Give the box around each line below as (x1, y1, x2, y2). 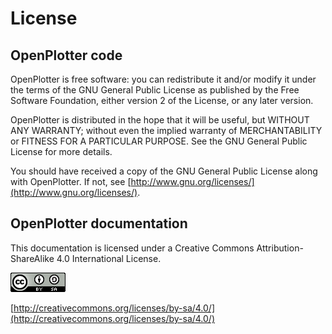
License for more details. (10, 146, 113, 157)
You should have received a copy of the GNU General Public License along (10, 165, 318, 177)
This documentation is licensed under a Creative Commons (10, 242, 255, 254)
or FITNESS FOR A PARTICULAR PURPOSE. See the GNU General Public (10, 135, 308, 147)
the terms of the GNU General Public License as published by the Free (10, 84, 300, 96)
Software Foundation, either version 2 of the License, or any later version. (10, 95, 314, 106)
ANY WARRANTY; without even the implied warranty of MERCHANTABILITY (10, 125, 323, 136)
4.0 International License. (56, 252, 162, 264)
